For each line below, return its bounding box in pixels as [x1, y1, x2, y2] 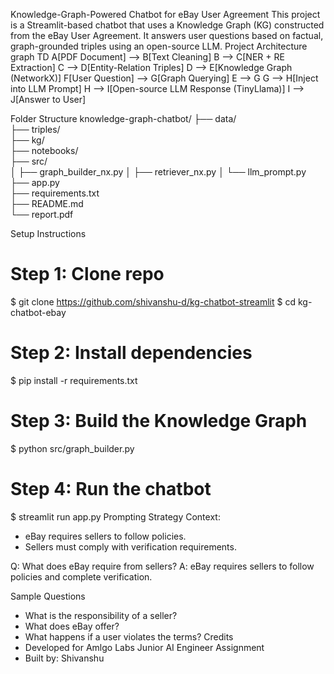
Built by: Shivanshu [24, 652, 105, 664]
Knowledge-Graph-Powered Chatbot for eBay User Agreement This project [10, 9, 321, 20]
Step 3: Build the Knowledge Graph [10, 410, 308, 433]
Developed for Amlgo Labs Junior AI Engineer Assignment [24, 641, 265, 653]
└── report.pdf [10, 209, 74, 220]
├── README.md [10, 198, 84, 209]
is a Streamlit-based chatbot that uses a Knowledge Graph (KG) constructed [10, 19, 325, 31]
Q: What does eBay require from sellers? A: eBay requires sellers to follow [10, 560, 315, 572]
